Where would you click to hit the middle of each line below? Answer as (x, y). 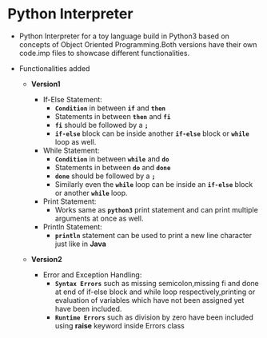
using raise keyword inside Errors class (120, 325)
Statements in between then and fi (113, 116)
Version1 (46, 84)
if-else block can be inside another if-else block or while (152, 133)
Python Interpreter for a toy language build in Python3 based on (124, 36)
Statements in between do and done (113, 167)
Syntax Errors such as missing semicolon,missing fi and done (157, 283)
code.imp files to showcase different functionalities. (104, 53)
